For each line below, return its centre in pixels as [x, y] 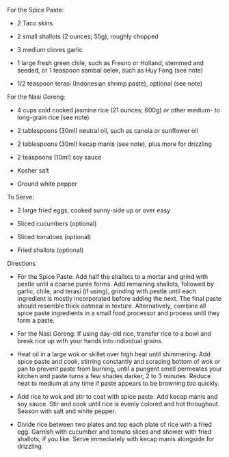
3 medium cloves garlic [50, 50]
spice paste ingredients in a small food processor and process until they [118, 313]
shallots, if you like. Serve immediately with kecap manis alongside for [116, 439]
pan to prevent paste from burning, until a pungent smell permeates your [119, 369]
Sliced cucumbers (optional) [57, 223]
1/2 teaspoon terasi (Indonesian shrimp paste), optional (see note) [110, 84]
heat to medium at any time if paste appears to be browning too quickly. [118, 383]
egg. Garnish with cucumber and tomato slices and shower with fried [114, 432]
